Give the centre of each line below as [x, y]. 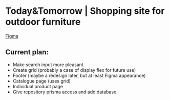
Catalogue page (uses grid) [41, 81]
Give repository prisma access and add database [65, 92]
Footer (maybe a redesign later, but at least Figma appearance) [79, 75]
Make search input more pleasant [48, 65]
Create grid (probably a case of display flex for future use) [74, 70]
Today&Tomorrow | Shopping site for [85, 11]
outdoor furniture [43, 22]
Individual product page [38, 86]
